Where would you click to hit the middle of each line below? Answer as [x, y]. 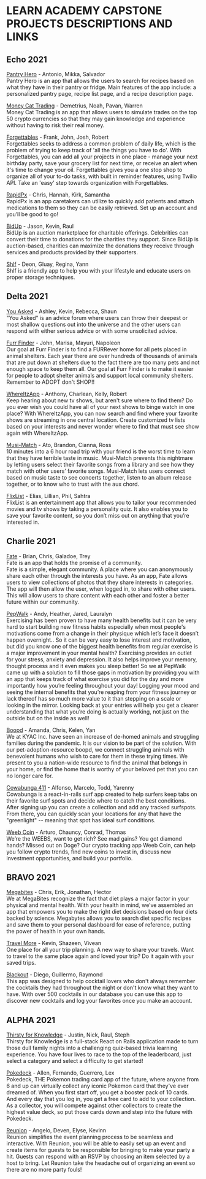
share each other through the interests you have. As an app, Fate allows [97, 575]
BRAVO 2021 [31, 878]
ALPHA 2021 [31, 1020]
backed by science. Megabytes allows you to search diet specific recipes [99, 918]
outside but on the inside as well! [48, 718]
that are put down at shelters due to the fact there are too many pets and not [103, 362]
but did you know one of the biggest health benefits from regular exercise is [102, 646]
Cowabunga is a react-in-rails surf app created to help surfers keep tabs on [102, 794]
